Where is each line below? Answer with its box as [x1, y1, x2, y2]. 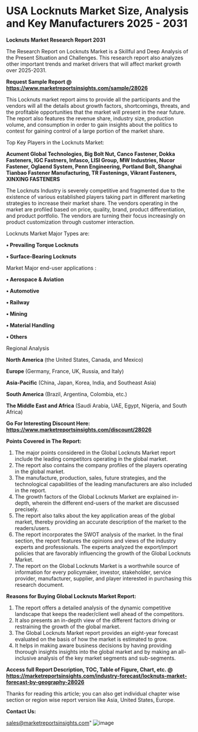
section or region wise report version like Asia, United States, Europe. [6, 696, 176, 703]
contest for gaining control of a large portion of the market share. [6, 127, 165, 134]
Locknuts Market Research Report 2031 [6, 36, 106, 43]
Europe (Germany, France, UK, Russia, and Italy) [6, 367, 124, 374]
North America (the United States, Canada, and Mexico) [6, 356, 144, 363]
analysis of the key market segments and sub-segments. [37, 654, 176, 662]
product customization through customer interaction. [6, 218, 135, 226]
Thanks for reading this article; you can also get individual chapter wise [6, 690, 180, 697]
